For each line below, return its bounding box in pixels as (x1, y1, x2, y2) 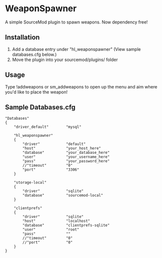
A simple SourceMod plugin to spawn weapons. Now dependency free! (5, 19, 148, 25)
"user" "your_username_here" (22, 154, 110, 159)
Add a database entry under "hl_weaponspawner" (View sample (12, 46, 141, 52)
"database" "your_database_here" (22, 150, 110, 155)
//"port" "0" (22, 240, 73, 245)
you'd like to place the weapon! (5, 89, 68, 95)
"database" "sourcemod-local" (22, 193, 104, 198)
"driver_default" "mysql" (14, 125, 82, 129)
